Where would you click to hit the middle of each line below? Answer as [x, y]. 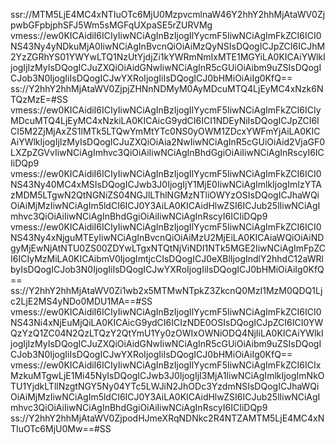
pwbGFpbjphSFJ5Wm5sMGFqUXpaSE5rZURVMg [111, 25]
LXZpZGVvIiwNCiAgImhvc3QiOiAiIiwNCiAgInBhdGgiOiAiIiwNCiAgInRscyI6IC [167, 152]
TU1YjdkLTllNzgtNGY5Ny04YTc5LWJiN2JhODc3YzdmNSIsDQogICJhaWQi [165, 386]
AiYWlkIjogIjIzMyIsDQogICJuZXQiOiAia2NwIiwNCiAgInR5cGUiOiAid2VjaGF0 [168, 142]
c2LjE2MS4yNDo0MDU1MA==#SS [81, 301]
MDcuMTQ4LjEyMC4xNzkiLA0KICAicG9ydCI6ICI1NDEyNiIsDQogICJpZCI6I [165, 120]
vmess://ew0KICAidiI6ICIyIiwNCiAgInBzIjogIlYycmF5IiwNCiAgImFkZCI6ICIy [166, 110]
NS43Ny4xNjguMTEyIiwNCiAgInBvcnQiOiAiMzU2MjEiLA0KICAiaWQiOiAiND [167, 237]
